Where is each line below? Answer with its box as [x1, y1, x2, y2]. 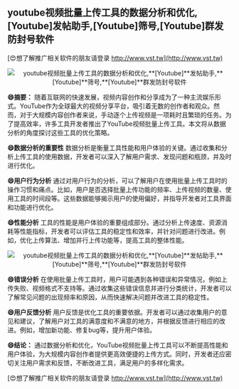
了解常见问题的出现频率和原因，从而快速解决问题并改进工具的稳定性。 [7, 292, 213, 301]
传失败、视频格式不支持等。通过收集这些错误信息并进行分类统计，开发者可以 [7, 284, 232, 292]
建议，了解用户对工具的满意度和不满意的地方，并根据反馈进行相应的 [19, 316, 219, 325]
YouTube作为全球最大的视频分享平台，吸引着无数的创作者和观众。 [19, 102, 214, 110]
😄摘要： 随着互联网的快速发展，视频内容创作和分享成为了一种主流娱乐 [7, 92, 216, 101]
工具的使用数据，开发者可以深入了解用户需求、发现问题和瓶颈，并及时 [26, 152, 232, 161]
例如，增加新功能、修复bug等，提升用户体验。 [19, 326, 156, 334]
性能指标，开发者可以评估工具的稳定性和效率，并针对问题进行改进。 [19, 227, 219, 235]
